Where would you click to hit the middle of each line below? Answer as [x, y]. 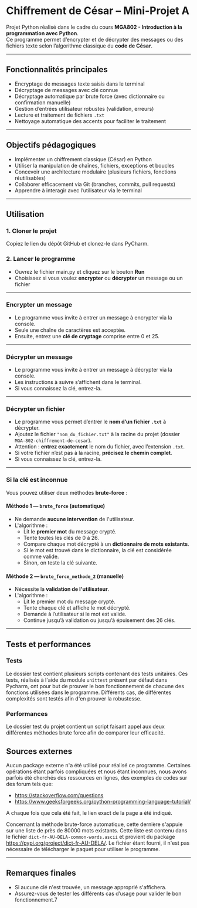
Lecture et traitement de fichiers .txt [59, 115]
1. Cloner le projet [31, 231]
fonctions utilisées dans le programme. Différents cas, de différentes [89, 692]
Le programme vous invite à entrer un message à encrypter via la [93, 317]
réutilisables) [30, 178]
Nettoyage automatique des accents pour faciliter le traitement [90, 121]
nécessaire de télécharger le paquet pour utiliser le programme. [83, 849]
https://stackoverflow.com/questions [59, 795]
